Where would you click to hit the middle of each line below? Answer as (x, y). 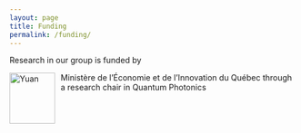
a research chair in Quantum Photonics (133, 88)
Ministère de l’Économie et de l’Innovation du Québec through (176, 78)
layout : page (34, 18)
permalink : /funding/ (50, 34)
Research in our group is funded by (75, 61)
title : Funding (38, 26)
